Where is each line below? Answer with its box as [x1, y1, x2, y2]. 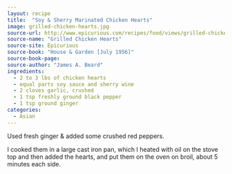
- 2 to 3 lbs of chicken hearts [13, 74, 107, 81]
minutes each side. [7, 159, 61, 168]
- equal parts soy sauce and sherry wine [13, 81, 135, 88]
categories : [7, 106, 41, 113]
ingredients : [7, 68, 45, 75]
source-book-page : [7, 55, 60, 62]
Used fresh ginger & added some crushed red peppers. [7, 132, 164, 140]
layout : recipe [7, 10, 51, 17]
